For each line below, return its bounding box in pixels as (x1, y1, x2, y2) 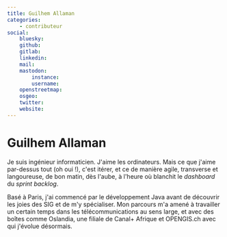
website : (19, 105, 44, 112)
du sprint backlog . (7, 179, 59, 188)
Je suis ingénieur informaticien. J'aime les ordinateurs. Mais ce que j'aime (7, 158, 216, 166)
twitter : (19, 99, 44, 106)
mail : (19, 61, 36, 68)
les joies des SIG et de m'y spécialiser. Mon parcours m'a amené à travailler (7, 200, 221, 208)
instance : (31, 73, 59, 81)
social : (7, 29, 29, 36)
